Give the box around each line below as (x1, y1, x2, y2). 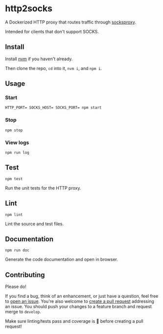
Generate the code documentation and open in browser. (5, 257, 118, 262)
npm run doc (5, 248, 29, 253)
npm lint (5, 212, 23, 217)
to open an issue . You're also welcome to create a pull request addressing (5, 298, 154, 304)
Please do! (5, 284, 26, 289)
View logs (5, 139, 29, 146)
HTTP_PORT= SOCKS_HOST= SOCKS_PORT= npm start (5, 105, 102, 110)
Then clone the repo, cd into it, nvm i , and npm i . (5, 65, 102, 71)
